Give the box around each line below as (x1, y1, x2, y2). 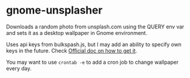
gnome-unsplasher (6, 4, 103, 17)
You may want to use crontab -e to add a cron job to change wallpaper (6, 58, 179, 66)
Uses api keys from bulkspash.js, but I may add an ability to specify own (6, 41, 182, 48)
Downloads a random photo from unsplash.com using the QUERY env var (6, 23, 185, 30)
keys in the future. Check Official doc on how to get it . (6, 47, 137, 54)
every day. (6, 64, 32, 71)
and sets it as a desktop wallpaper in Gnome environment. (6, 29, 148, 36)
